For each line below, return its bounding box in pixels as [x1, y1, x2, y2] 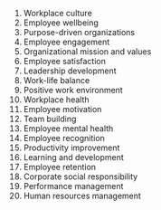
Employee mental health [23, 123, 114, 134]
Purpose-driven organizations [23, 27, 135, 37]
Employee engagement [23, 36, 110, 47]
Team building [23, 113, 77, 124]
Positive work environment [23, 85, 123, 95]
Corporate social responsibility [23, 171, 138, 182]
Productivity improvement [23, 142, 120, 153]
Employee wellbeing [23, 17, 99, 28]
